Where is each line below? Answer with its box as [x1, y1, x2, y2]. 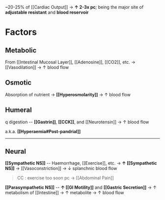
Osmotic [5, 79, 32, 87]
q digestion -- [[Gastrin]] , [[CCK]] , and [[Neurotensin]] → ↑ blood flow [5, 119, 149, 125]
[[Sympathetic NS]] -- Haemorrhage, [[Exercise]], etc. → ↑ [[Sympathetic [5, 160, 157, 166]
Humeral [5, 106, 32, 114]
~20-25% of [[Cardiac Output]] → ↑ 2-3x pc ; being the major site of [5, 4, 144, 10]
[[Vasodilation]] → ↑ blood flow [5, 64, 69, 70]
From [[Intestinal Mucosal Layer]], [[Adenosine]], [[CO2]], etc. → [5, 59, 136, 65]
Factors [5, 27, 37, 38]
